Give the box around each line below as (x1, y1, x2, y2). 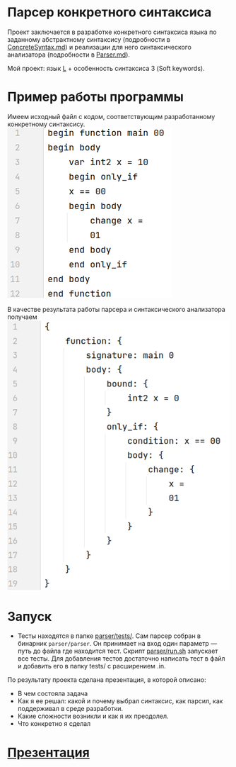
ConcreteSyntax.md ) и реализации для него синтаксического (7, 43, 192, 51)
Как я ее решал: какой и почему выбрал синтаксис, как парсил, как (17, 697, 223, 705)
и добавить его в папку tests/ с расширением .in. (17, 662, 166, 671)
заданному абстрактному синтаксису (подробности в (7, 35, 171, 43)
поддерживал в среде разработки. (17, 705, 124, 713)
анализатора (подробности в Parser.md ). (7, 50, 131, 59)
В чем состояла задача (17, 689, 88, 698)
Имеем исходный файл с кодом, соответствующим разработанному (7, 112, 216, 121)
